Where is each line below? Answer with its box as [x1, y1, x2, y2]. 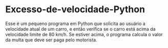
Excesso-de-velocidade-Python [5, 4, 145, 15]
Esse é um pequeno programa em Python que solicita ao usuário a [5, 20, 146, 27]
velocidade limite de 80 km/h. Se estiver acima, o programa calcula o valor [5, 31, 163, 37]
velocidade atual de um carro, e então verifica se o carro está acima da [5, 26, 156, 32]
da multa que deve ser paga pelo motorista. [5, 37, 97, 43]
